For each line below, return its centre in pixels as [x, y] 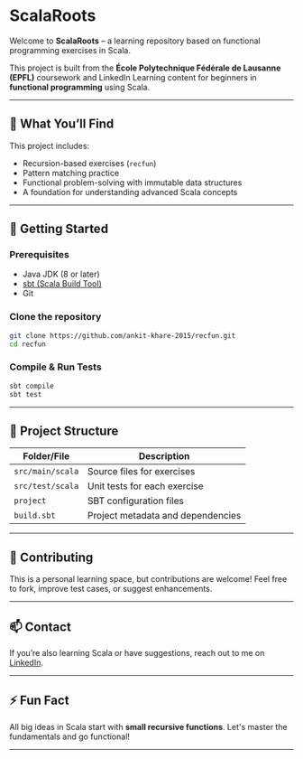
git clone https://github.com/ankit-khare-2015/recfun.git [123, 335]
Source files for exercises [141, 472]
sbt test [26, 394]
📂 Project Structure [64, 431]
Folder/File [46, 456]
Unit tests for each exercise [145, 486]
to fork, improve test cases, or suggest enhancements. [111, 589]
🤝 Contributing [51, 557]
